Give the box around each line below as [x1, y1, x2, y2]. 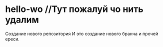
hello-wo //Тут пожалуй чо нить [5, 3, 143, 15]
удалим [5, 14, 39, 25]
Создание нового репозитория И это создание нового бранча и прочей [5, 30, 158, 36]
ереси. [5, 36, 20, 42]
